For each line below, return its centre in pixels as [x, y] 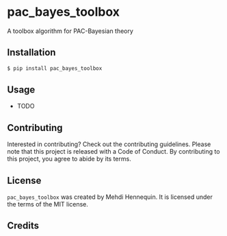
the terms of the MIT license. [48, 204]
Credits [23, 226]
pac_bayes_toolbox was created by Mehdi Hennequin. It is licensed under [110, 197]
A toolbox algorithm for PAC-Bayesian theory [70, 31]
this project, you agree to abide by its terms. [69, 159]
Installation [31, 52]
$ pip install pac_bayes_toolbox [55, 68]
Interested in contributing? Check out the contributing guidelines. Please [109, 144]
